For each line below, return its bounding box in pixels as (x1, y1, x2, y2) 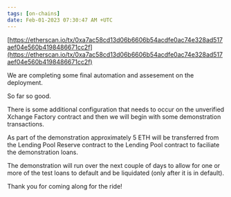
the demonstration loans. (7, 148, 78, 156)
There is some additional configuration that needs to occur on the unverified (7, 105, 225, 113)
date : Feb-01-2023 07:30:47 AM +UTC (7, 17, 113, 24)
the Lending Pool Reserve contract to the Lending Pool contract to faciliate (7, 140, 220, 149)
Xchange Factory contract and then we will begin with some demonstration (7, 112, 221, 121)
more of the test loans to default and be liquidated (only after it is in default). (7, 169, 225, 177)
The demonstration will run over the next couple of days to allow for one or (7, 161, 221, 169)
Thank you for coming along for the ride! (7, 182, 122, 190)
